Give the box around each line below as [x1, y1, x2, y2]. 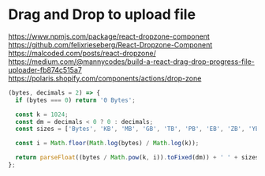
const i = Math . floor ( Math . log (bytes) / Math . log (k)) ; [15, 140, 200, 148]
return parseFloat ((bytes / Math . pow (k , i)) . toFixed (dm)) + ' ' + [15, 154, 238, 162]
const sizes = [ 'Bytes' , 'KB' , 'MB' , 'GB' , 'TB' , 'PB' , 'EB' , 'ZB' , [15, 125, 245, 133]
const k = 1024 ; [15, 110, 69, 118]
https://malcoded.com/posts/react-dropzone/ [8, 48, 156, 58]
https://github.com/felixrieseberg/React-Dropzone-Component [8, 39, 213, 49]
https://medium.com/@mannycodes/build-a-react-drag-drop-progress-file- [8, 57, 255, 66]
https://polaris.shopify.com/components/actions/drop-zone [8, 73, 202, 83]
